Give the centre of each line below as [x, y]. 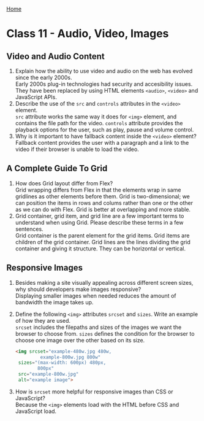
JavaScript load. [36, 411]
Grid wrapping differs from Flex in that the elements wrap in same [98, 190]
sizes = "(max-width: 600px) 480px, [62, 363]
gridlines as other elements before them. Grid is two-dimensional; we [102, 196]
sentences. [29, 229]
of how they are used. [43, 320]
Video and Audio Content [56, 56]
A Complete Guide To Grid [57, 168]
